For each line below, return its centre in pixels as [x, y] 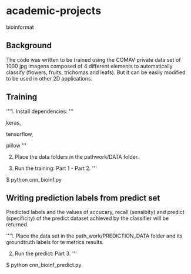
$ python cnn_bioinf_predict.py [44, 265]
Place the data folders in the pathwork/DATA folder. [77, 156]
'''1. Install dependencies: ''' [40, 111]
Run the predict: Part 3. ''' [46, 253]
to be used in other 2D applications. [49, 78]
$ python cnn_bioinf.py [34, 179]
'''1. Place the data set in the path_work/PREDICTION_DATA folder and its [94, 236]
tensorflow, [20, 134]
